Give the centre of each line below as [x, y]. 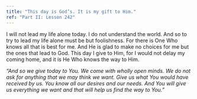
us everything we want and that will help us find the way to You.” [85, 90]
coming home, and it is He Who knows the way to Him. [73, 59]
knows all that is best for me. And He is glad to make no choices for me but [98, 47]
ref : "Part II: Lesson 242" [41, 17]
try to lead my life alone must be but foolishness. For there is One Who [92, 40]
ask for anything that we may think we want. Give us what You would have [97, 77]
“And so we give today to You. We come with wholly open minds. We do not [98, 71]
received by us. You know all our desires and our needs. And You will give [96, 83]
